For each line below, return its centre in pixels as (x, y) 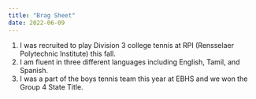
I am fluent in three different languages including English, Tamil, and (130, 62)
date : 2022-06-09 (37, 23)
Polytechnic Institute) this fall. (68, 53)
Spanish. (34, 70)
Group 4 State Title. (52, 86)
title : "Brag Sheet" (42, 15)
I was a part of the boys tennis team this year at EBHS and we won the (134, 79)
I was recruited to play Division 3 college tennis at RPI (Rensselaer (127, 45)
